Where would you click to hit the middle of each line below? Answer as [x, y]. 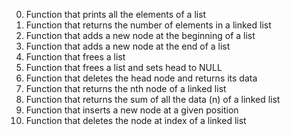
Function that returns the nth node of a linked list [126, 88]
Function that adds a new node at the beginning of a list [140, 35]
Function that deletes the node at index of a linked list [136, 120]
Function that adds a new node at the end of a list [128, 46]
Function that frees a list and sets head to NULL [124, 67]
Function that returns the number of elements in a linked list [148, 25]
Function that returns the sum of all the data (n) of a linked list [153, 99]
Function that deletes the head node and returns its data [141, 78]
